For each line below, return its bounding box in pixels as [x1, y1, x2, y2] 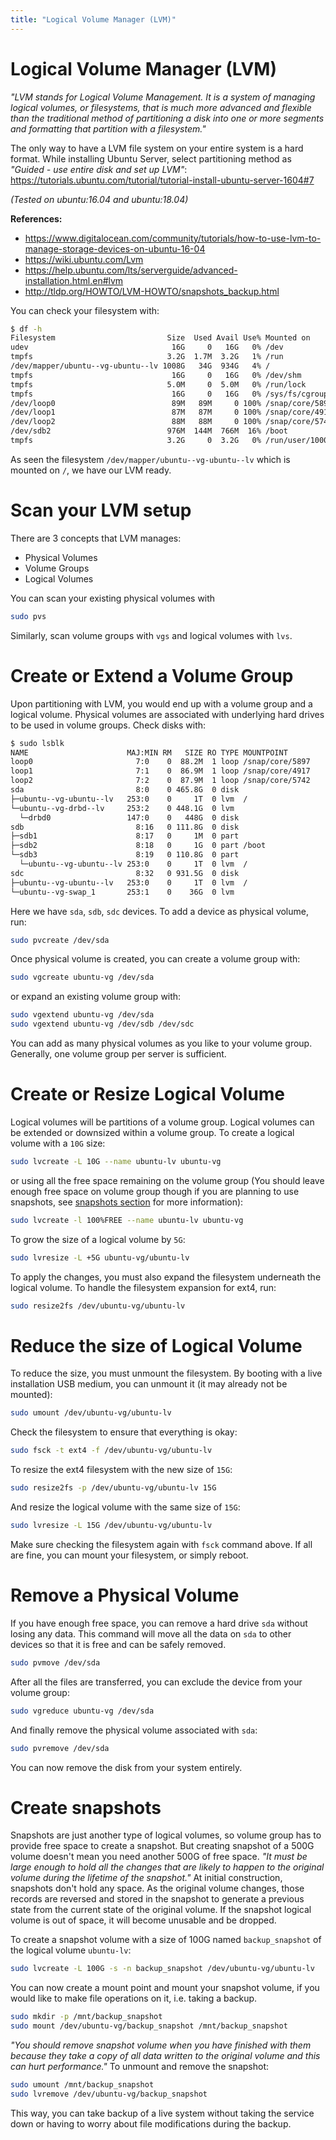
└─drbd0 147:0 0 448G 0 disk [19, 812, 240, 823]
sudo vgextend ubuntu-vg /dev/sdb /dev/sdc [10, 1019, 195, 1030]
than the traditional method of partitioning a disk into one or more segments [10, 112, 325, 124]
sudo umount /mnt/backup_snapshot [10, 2080, 155, 2090]
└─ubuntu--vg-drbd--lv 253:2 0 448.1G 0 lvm [10, 803, 235, 813]
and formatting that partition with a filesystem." [10, 122, 207, 135]
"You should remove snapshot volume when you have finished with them [10, 2039, 312, 2051]
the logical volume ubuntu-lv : [10, 1944, 132, 1956]
